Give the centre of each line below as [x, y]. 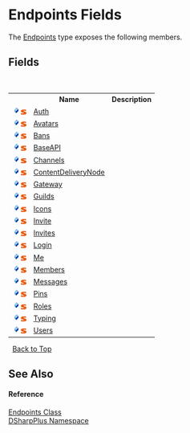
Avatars [46, 123]
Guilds [44, 196]
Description [132, 100]
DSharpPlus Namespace [49, 421]
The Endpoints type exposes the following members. [95, 37]
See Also [31, 374]
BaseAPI [47, 148]
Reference [26, 394]
